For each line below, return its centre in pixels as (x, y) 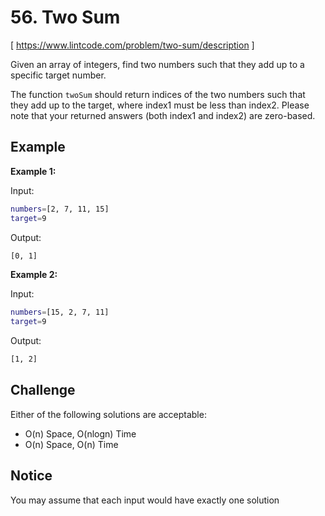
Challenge (43, 390)
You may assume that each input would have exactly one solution (145, 500)
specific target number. (58, 75)
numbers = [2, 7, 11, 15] (60, 209)
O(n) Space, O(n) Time (71, 444)
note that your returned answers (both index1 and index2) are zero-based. (163, 115)
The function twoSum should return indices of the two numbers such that (158, 94)
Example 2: (34, 275)
